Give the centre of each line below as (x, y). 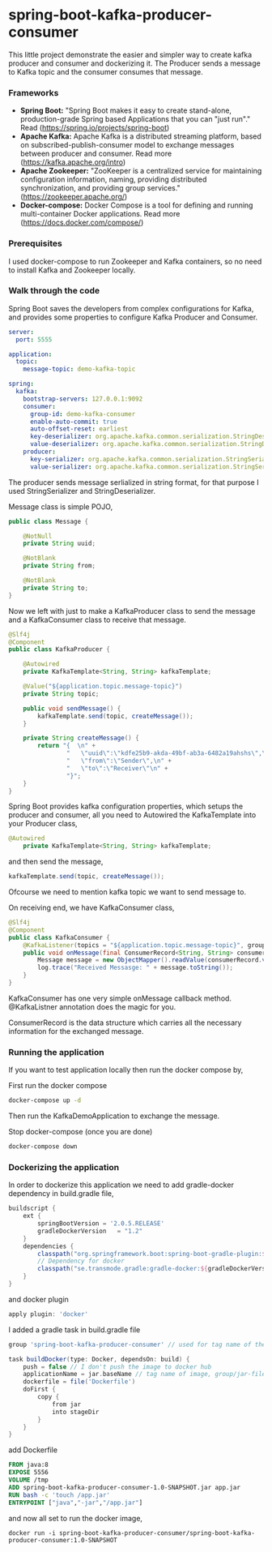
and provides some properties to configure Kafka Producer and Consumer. (133, 317)
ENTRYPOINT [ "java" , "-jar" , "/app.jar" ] (76, 1503)
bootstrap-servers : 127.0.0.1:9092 (83, 399)
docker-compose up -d (45, 1100)
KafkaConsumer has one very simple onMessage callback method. (120, 998)
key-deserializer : (61, 437)
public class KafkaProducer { (59, 650)
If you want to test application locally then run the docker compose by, (126, 1070)
